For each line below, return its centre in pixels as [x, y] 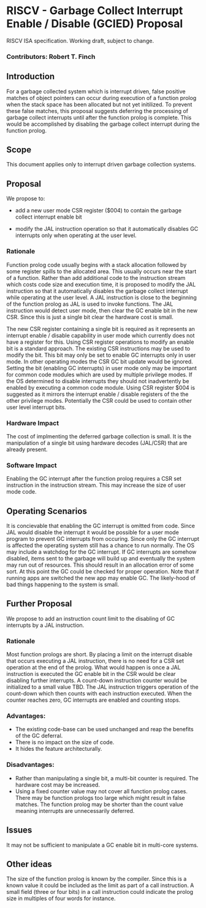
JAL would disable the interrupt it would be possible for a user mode [93, 532]
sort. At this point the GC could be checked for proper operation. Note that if [103, 571]
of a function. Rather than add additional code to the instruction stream [96, 277]
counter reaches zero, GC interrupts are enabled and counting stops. [93, 700]
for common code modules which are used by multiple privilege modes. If [99, 374]
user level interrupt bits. [36, 407]
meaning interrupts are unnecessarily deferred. [75, 810]
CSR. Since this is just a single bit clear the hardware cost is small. [90, 317]
